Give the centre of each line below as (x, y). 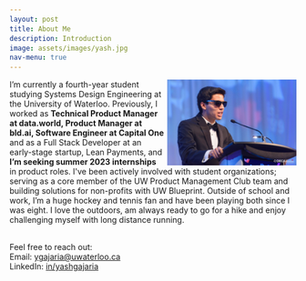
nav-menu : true (38, 58)
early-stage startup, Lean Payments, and (86, 152)
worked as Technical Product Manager (84, 114)
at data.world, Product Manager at (76, 124)
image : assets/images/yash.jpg (69, 48)
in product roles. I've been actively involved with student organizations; (143, 172)
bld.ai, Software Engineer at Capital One (87, 133)
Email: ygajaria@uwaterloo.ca (65, 257)
